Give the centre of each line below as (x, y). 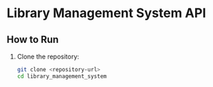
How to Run (33, 40)
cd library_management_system (62, 76)
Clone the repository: (48, 56)
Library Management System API (106, 13)
